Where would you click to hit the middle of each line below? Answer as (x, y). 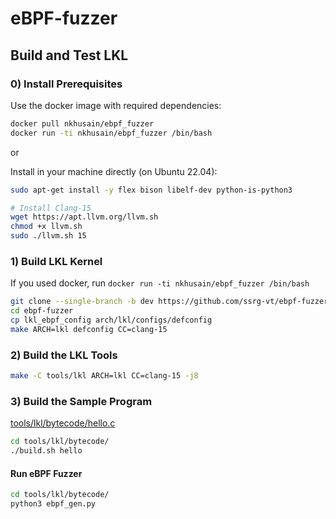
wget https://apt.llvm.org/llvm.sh (84, 217)
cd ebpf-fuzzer (42, 311)
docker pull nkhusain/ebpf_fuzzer (82, 123)
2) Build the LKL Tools (64, 355)
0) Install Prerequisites (66, 84)
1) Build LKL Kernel (56, 261)
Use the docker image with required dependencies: (116, 105)
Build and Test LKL (69, 55)
